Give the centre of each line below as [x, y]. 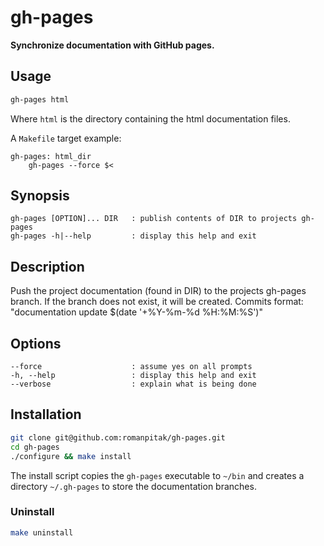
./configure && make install [71, 456]
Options [36, 343]
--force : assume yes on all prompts [131, 367]
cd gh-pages [35, 447]
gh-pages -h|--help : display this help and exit [133, 236]
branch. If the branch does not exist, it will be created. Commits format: [157, 302]
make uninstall [42, 532]
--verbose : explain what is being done [133, 384]
